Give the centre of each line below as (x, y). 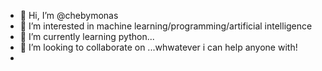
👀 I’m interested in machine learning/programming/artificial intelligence (166, 26)
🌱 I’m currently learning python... (87, 36)
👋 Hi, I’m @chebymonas (69, 15)
